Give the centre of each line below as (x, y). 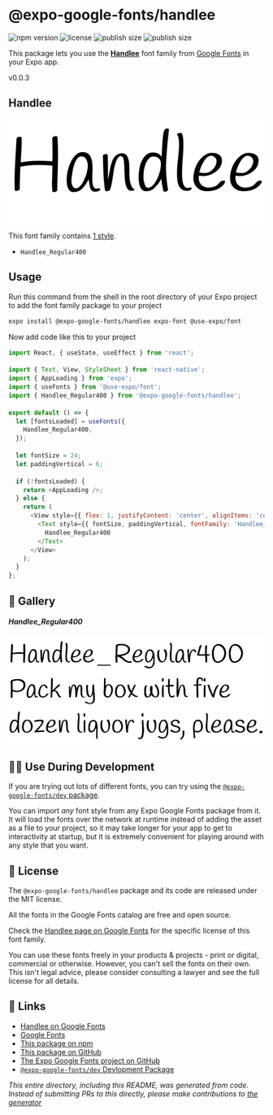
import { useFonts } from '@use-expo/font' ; (85, 387)
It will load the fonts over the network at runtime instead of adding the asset (135, 820)
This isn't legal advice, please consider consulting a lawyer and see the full (134, 973)
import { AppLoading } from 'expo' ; (70, 379)
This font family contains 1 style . (62, 235)
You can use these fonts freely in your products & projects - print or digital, (134, 955)
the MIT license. (35, 899)
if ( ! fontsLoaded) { (50, 481)
